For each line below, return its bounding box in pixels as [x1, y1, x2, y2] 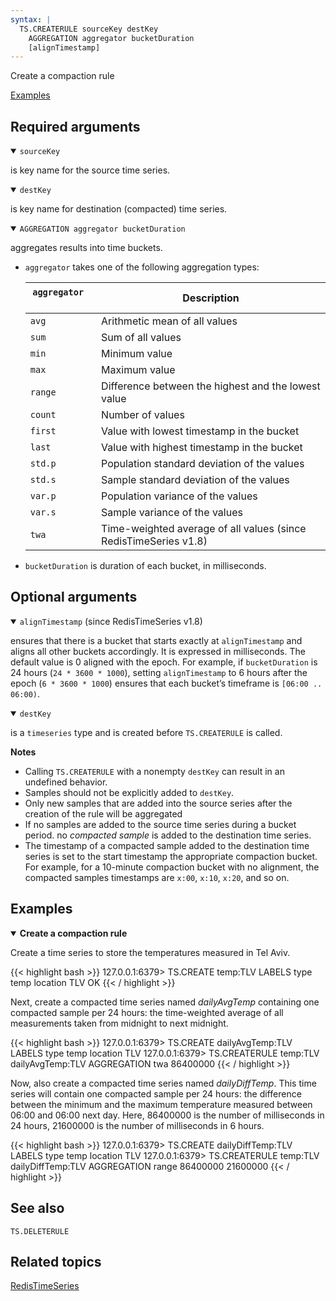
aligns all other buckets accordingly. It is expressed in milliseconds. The [10, 645, 306, 657]
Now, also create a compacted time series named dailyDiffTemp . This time [10, 1077, 317, 1089]
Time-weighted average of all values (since [101, 522, 307, 536]
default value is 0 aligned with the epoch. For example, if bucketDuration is [10, 656, 318, 668]
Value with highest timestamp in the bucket [101, 441, 303, 455]
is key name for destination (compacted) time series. [10, 203, 228, 215]
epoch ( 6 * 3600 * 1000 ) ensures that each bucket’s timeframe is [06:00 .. [10, 677, 323, 689]
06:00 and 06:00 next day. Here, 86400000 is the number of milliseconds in [10, 1109, 325, 1121]
